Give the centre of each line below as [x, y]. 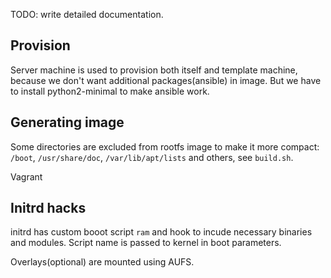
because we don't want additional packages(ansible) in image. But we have [166, 80]
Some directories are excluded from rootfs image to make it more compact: [165, 146]
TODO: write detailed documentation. [87, 14]
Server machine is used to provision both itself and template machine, [154, 70]
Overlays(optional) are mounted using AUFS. [102, 262]
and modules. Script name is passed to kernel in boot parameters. [146, 243]
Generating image [67, 122]
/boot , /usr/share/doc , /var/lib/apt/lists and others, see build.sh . [152, 157]
